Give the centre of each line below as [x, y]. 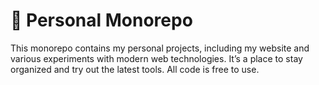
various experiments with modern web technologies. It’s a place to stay [156, 58]
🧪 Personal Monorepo [101, 20]
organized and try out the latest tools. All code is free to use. [135, 69]
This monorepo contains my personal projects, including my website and [160, 48]
